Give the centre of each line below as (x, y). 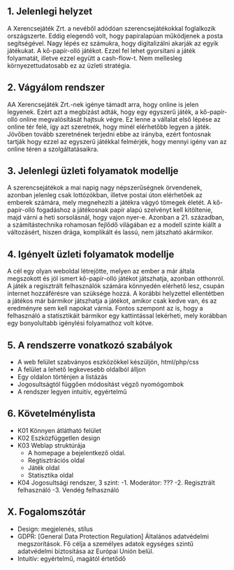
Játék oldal (44, 467)
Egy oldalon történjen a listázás (63, 377)
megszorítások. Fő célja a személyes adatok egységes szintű (105, 543)
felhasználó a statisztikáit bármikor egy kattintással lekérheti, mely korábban (117, 316)
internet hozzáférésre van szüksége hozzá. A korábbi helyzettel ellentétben (116, 294)
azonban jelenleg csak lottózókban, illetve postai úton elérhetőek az (105, 195)
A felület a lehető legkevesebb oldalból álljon (82, 369)
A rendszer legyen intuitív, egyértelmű (72, 392)
